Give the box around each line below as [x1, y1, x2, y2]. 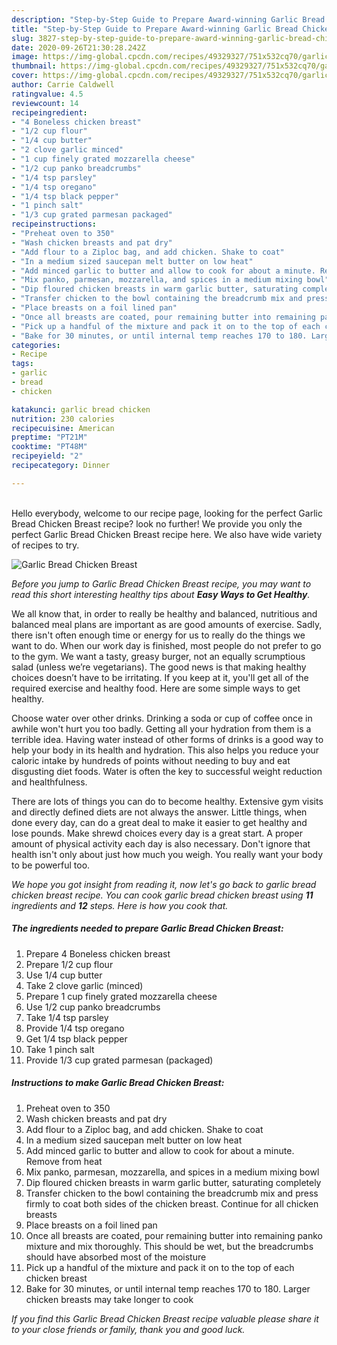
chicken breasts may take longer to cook [25, 1293, 194, 1305]
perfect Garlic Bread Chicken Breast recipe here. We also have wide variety [11, 528, 323, 540]
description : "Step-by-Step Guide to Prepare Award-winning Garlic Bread [11, 14, 326, 25]
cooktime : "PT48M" [11, 442, 88, 452]
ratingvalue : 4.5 [11, 89, 84, 99]
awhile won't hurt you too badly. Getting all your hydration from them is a [11, 722, 312, 735]
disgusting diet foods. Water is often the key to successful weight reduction [11, 765, 323, 777]
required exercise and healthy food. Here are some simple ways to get [11, 682, 301, 694]
